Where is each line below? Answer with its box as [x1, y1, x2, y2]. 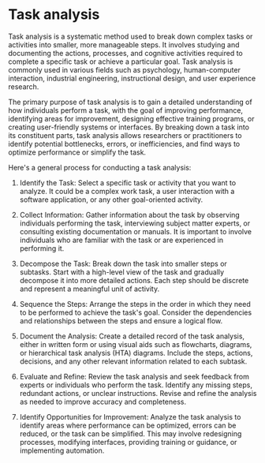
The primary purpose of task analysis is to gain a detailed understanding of [8, 97, 252, 106]
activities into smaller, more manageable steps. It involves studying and [8, 39, 240, 49]
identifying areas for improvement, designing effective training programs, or [8, 114, 255, 123]
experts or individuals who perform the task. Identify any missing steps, [19, 380, 252, 390]
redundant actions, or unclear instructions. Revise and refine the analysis [19, 388, 257, 398]
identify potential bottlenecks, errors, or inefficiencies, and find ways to [8, 139, 241, 148]
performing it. [19, 243, 65, 253]
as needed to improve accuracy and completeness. [19, 397, 187, 406]
